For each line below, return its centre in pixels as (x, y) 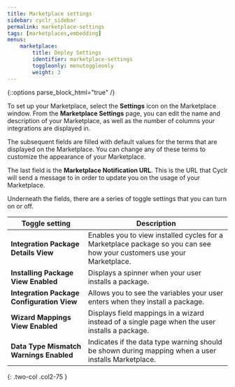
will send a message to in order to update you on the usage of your (104, 177)
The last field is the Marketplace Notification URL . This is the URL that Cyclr (117, 170)
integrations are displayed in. (49, 128)
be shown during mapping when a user (152, 351)
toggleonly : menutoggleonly (73, 66)
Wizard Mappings (41, 317)
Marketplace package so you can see (149, 244)
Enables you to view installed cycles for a (156, 235)
